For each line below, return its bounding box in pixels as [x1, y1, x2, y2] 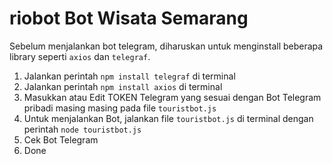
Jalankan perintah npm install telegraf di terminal [23, 70, 236, 82]
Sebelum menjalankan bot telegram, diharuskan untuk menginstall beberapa [9, 40, 324, 52]
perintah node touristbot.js [23, 123, 142, 135]
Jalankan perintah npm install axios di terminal [23, 80, 223, 92]
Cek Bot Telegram [23, 133, 99, 146]
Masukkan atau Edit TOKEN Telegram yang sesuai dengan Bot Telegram [23, 91, 322, 103]
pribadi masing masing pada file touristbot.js [23, 102, 217, 114]
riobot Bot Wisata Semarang [9, 7, 249, 30]
